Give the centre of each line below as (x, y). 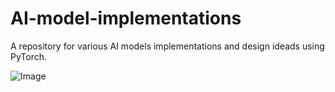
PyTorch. (29, 56)
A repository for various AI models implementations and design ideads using (167, 46)
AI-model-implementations (126, 18)
